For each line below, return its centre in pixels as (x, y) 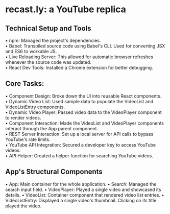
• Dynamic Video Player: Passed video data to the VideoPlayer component (83, 112)
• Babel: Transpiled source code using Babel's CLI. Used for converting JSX (85, 46)
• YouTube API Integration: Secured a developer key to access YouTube (81, 145)
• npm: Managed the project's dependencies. (53, 40)
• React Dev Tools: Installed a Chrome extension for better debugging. (79, 68)
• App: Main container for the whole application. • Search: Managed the (81, 184)
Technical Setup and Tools (48, 28)
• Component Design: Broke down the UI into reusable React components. (83, 96)
